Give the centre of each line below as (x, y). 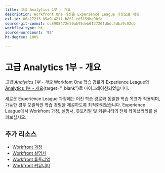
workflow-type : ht (24, 28)
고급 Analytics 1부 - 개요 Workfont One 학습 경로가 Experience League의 (77, 82)
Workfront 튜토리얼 (31, 159)
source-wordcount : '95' (30, 33)
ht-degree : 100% (22, 37)
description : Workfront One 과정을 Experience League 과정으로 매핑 (72, 14)
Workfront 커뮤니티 (31, 165)
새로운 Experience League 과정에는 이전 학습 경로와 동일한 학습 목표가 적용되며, (83, 99)
